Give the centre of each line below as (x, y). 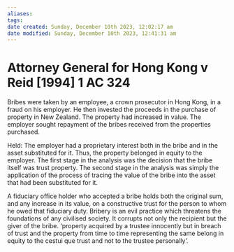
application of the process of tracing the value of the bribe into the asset (111, 175)
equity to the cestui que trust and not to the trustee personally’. (98, 241)
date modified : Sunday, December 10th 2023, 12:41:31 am (92, 33)
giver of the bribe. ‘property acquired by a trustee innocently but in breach (114, 226)
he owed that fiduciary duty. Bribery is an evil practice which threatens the (115, 211)
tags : (15, 20)
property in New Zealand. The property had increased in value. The (104, 117)
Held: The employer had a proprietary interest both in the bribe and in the (113, 146)
